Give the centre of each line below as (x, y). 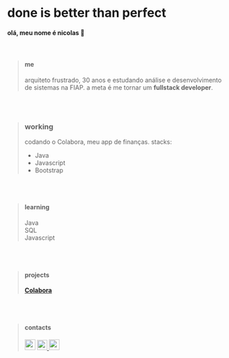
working (39, 126)
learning (37, 207)
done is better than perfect (87, 13)
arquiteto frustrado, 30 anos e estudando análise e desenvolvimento (123, 80)
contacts (37, 327)
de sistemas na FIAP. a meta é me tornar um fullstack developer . (119, 87)
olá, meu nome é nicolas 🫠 (46, 32)
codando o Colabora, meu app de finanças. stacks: (98, 142)
